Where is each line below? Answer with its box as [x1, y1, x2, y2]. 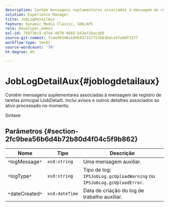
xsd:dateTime [47, 191, 78, 196]
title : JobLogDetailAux [5, 17, 55, 22]
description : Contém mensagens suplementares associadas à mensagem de [5, 7, 158, 13]
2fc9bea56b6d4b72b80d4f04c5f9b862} [5, 135, 138, 143]
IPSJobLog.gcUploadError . [82, 179, 144, 186]
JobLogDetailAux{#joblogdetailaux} [5, 75, 160, 87]
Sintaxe [5, 113, 21, 119]
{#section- [44, 127, 79, 136]
